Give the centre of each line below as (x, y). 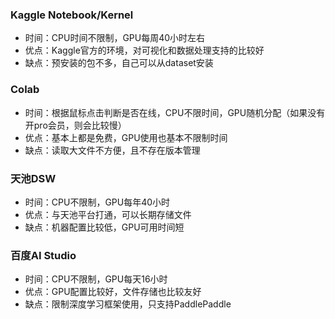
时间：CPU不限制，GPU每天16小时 (96, 279)
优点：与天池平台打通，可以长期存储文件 (108, 214)
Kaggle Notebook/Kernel (72, 15)
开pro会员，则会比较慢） (75, 125)
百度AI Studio (43, 255)
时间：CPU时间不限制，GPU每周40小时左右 (115, 38)
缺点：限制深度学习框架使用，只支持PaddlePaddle (128, 304)
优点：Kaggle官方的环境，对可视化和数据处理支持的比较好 (144, 50)
